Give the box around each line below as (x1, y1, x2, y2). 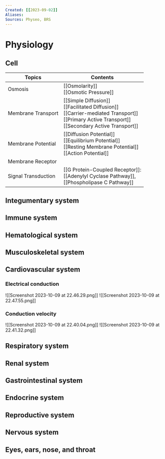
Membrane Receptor (8, 158, 57, 165)
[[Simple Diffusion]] (63, 97, 111, 104)
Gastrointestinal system (5, 376, 83, 385)
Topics (24, 74, 42, 81)
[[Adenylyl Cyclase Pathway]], (63, 173, 136, 180)
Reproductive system (5, 411, 75, 419)
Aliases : (5, 12, 24, 17)
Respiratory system (5, 342, 69, 350)
